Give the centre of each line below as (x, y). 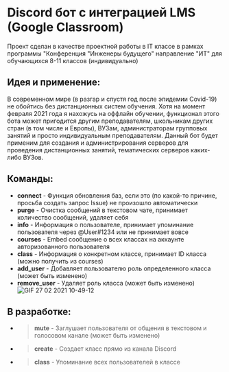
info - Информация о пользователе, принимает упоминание (105, 224)
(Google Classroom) (65, 27)
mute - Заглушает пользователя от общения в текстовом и (120, 328)
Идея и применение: (54, 83)
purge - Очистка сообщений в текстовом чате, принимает (103, 210)
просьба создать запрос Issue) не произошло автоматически (107, 202)
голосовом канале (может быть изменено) (97, 336)
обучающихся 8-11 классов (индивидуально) (73, 60)
